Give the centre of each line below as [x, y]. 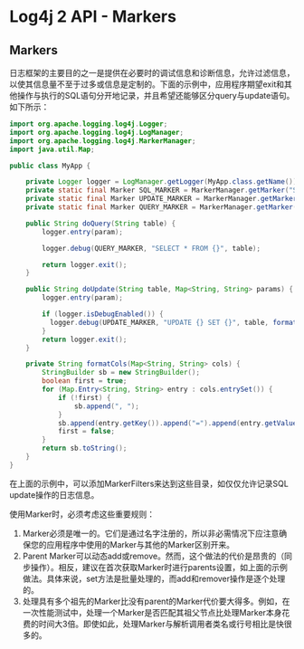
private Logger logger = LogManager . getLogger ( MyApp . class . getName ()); [163, 182]
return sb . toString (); [85, 449]
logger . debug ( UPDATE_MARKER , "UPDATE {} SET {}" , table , [159, 322]
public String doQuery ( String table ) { [101, 224]
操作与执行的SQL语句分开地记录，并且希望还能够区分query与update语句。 [156, 95]
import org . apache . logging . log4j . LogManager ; [96, 132]
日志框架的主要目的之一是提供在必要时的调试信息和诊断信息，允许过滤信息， [152, 73]
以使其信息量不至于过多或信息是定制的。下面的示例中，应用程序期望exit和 [147, 84]
